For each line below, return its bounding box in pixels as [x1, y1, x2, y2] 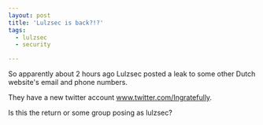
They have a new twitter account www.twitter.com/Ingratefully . [8, 93, 213, 102]
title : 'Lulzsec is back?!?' [8, 19, 104, 27]
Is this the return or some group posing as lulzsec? [8, 108, 173, 118]
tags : [8, 26, 26, 34]
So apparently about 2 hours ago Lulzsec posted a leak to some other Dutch [8, 69, 256, 79]
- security [15, 41, 51, 49]
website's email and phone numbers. [8, 78, 128, 87]
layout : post [8, 11, 51, 20]
